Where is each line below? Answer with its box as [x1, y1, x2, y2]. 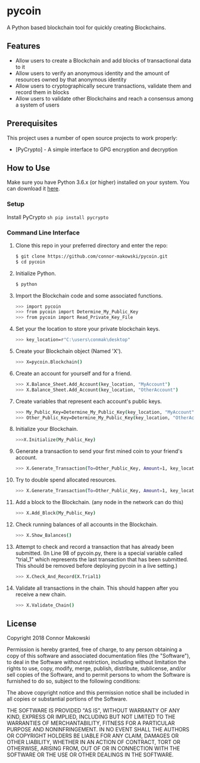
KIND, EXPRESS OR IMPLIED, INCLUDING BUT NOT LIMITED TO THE [7, 713, 176, 721]
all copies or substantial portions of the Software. [7, 695, 127, 703]
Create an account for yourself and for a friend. [15, 370, 132, 377]
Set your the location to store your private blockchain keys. [15, 326, 160, 333]
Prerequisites [7, 118, 58, 129]
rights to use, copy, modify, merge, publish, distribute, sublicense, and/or [7, 665, 186, 672]
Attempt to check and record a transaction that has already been [15, 543, 174, 550]
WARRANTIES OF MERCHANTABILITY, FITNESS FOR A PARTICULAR [7, 720, 175, 727]
